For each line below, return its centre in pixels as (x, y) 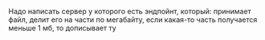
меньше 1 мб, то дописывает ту (62, 28)
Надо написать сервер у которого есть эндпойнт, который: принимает (130, 11)
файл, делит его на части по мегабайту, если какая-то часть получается (133, 20)
